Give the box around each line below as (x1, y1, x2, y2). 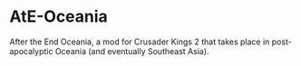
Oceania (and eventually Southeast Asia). (54, 45, 210, 56)
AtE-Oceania (9, 6, 109, 27)
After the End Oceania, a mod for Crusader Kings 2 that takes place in (9, 36, 270, 47)
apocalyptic (9, 45, 53, 56)
